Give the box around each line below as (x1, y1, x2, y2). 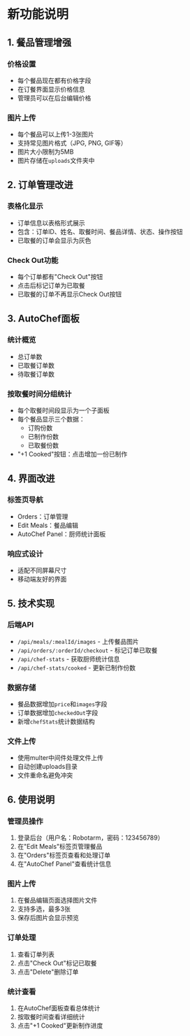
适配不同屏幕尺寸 (17, 566, 67, 575)
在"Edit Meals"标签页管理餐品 (17, 842, 103, 851)
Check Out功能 (7, 255, 59, 265)
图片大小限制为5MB (17, 148, 74, 156)
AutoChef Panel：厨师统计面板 (17, 529, 106, 538)
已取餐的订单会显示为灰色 (17, 236, 92, 245)
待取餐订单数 (17, 370, 54, 378)
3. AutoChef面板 (7, 312, 80, 324)
